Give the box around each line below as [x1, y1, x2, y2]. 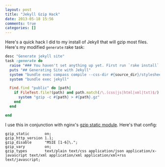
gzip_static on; [5, 131, 52, 136]
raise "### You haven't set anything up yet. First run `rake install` [9, 63, 160, 68]
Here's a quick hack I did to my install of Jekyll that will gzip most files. [5, 39, 148, 45]
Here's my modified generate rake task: [5, 44, 85, 50]
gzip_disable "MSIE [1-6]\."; [5, 140, 78, 145]
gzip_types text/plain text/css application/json [5, 148, 124, 153]
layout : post [5, 7, 32, 12]
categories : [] [5, 26, 36, 31]
